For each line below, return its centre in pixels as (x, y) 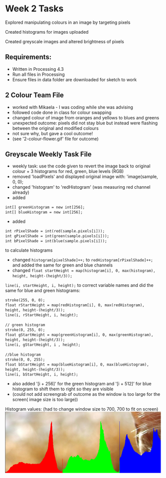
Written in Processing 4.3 (38, 69)
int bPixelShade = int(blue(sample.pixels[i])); (56, 241)
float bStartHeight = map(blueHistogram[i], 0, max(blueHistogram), (77, 365)
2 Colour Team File (35, 95)
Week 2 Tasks (34, 9)
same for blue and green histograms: (43, 291)
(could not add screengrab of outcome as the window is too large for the (86, 394)
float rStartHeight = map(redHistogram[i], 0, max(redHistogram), (75, 305)
